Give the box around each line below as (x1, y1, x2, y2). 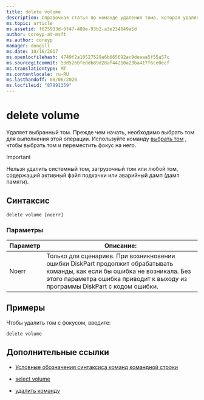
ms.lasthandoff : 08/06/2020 (6, 77, 78, 83)
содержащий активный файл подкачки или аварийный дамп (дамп (6, 171, 180, 179)
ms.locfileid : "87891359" (6, 83, 72, 89)
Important (6, 153, 31, 160)
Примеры (6, 303, 46, 313)
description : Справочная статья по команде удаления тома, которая (6, 15, 181, 21)
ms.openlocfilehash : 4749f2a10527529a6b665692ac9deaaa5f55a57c (6, 54, 170, 60)
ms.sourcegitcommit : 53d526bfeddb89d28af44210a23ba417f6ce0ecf (6, 60, 170, 66)
